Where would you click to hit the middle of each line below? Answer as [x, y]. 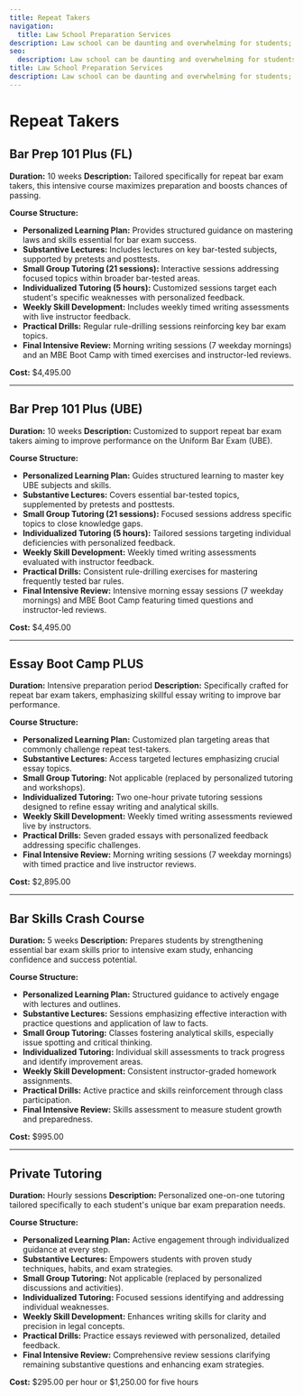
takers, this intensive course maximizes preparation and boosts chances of [149, 185]
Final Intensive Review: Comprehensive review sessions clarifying [146, 1355]
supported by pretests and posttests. [91, 259]
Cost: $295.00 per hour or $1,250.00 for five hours [104, 1382]
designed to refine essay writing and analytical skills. [120, 807]
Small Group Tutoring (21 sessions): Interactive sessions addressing [151, 268]
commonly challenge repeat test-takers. [96, 749]
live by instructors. [57, 826]
